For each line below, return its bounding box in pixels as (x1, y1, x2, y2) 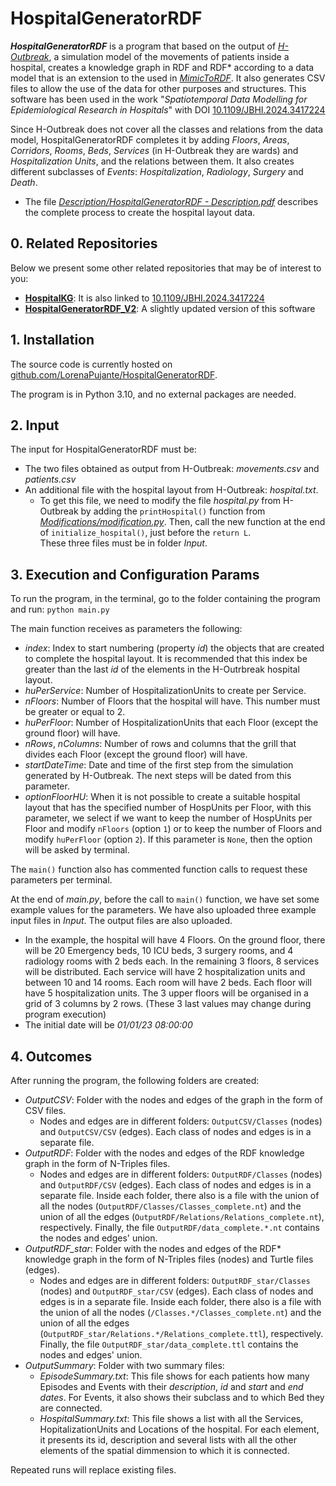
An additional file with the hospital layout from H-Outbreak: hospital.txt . (24, 484, 319, 496)
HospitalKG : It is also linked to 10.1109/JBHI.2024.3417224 (24, 292, 265, 304)
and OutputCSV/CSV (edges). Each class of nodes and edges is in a (39, 1126, 312, 1137)
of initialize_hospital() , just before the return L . (39, 527, 252, 539)
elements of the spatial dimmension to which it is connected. (39, 1445, 290, 1456)
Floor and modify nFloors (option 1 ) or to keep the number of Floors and (24, 823, 323, 835)
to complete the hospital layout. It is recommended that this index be (24, 653, 308, 665)
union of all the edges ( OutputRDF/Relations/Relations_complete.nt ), (39, 1211, 325, 1222)
